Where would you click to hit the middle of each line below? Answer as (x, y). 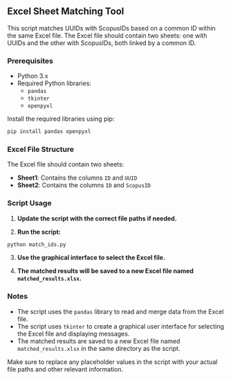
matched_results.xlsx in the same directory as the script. (99, 348)
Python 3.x (33, 76)
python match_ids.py (37, 244)
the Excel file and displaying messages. (73, 334)
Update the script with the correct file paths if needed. (97, 218)
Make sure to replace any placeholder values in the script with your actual (112, 362)
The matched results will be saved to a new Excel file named (105, 271)
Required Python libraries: (54, 83)
